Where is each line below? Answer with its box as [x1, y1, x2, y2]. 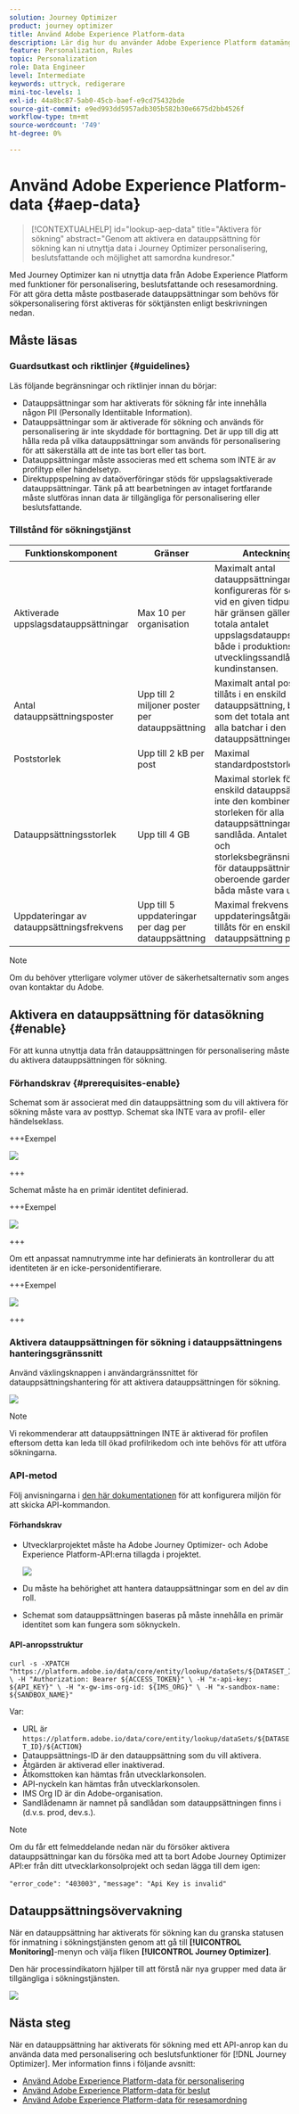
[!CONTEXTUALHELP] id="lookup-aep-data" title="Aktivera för [30, 224, 263, 234]
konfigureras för [214, 584, 282, 596]
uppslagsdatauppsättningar [13, 617, 129, 629]
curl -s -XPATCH [9, 1659, 69, 1668]
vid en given [214, 595, 266, 607]
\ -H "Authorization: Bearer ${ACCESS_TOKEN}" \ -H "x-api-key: [9, 1674, 253, 1683]
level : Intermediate [9, 71, 86, 80]
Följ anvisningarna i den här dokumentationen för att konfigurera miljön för [9, 1490, 282, 1501]
